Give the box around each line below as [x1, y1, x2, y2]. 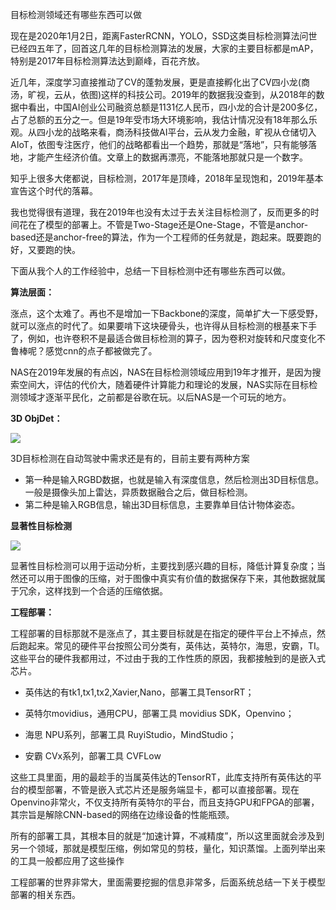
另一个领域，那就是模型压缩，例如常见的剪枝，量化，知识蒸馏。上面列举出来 [10, 843, 326, 854]
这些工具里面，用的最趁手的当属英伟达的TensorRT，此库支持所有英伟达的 [10, 771, 313, 783]
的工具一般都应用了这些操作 [10, 855, 125, 867]
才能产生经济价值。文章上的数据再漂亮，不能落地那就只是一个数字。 [27, 151, 308, 163]
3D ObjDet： [10, 413, 63, 424]
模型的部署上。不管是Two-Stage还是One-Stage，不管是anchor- [44, 219, 309, 230]
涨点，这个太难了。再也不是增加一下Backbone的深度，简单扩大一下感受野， [10, 308, 324, 319]
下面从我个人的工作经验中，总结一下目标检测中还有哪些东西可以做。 [10, 265, 291, 277]
